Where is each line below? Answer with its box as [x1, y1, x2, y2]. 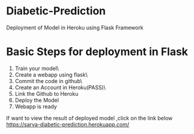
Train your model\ [14, 65, 59, 72]
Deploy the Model [14, 96, 59, 103]
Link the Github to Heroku [14, 90, 79, 97]
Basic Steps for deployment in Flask [6, 45, 189, 59]
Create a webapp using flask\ [14, 71, 88, 78]
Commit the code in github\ [14, 77, 83, 84]
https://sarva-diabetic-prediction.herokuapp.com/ [6, 121, 130, 128]
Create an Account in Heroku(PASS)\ [14, 84, 106, 91]
